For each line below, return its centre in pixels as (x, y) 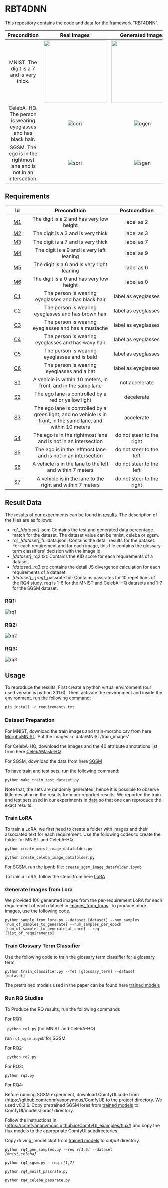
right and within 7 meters (70, 485)
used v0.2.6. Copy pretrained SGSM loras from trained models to (72, 1105)
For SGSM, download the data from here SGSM (54, 761)
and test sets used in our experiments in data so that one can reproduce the (83, 800)
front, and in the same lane (71, 385)
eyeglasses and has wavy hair (70, 342)
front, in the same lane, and (71, 420)
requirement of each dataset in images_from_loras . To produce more (76, 906)
